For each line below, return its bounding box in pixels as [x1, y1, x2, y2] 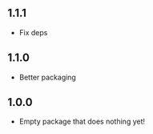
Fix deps [18, 27, 48, 37]
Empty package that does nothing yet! [18, 116, 146, 127]
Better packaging [18, 72, 77, 82]
